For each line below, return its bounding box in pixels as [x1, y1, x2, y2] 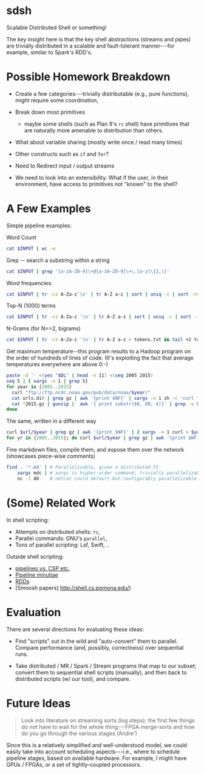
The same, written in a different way [6, 417, 97, 425]
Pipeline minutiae [15, 571, 59, 578]
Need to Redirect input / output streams [15, 162, 115, 169]
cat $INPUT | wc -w [6, 245, 56, 252]
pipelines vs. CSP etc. [15, 564, 70, 572]
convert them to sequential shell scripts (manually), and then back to [15, 669, 187, 676]
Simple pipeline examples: [6, 222, 72, 229]
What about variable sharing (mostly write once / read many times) [15, 138, 183, 146]
